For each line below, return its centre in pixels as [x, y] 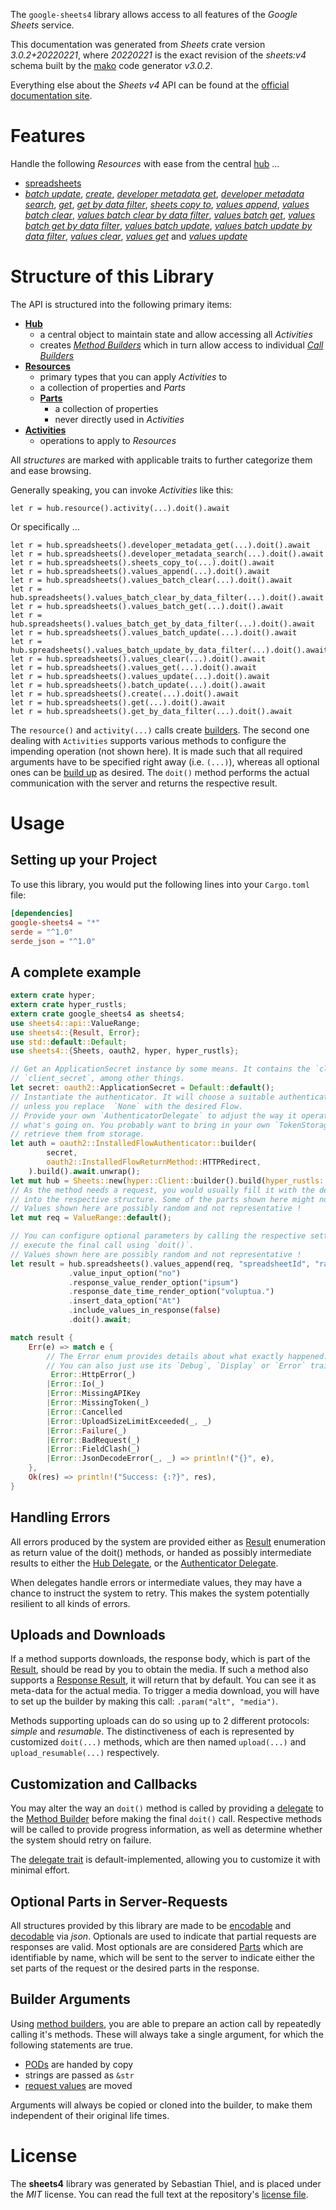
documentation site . [51, 95]
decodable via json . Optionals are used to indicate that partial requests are [163, 1936]
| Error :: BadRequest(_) [93, 1440]
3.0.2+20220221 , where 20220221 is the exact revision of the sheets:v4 [158, 55]
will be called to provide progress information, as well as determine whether [166, 1830]
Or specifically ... [45, 526]
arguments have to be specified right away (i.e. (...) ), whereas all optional [165, 761]
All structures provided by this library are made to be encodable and [151, 1926]
